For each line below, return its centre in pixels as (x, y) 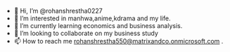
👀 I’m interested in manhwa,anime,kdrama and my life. (92, 18)
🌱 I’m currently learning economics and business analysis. (98, 26)
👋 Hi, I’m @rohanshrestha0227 (58, 11)
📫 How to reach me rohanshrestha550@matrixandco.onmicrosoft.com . (119, 41)
